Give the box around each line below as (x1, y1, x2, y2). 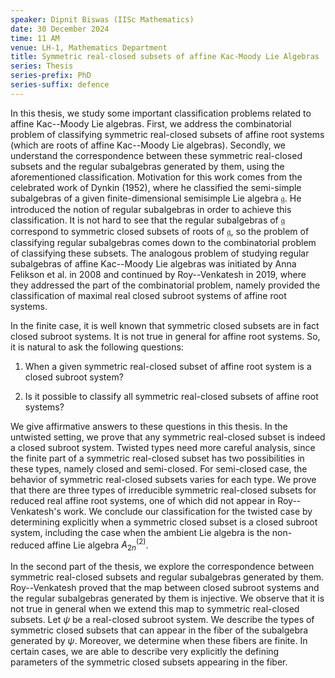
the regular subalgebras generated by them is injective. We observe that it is (10, 592, 325, 605)
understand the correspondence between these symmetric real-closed (10, 149, 303, 161)
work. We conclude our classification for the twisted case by (63, 505, 313, 517)
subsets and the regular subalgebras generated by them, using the (10, 160, 285, 172)
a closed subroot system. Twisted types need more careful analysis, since (10, 441, 316, 453)
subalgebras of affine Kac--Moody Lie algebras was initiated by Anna (10, 257, 297, 270)
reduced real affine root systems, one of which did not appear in (10, 494, 276, 506)
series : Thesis (10, 61, 74, 71)
